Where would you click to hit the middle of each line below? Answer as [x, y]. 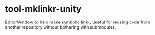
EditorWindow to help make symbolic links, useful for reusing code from [78, 22]
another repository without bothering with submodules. [61, 27]
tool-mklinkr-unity [43, 9]
